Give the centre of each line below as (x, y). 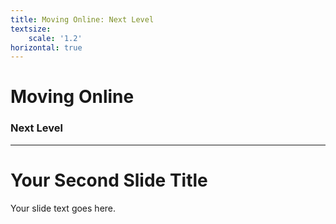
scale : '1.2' (55, 38)
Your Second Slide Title (109, 180)
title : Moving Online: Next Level (82, 19)
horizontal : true (46, 47)
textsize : (31, 29)
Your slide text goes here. (63, 208)
